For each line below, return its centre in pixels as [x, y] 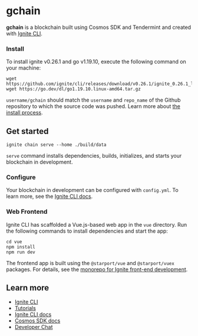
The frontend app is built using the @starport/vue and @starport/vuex [90, 263]
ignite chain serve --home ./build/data [57, 145]
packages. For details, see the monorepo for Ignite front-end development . [97, 269]
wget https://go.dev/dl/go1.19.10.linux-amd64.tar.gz [74, 89]
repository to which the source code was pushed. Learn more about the [93, 106]
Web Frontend [27, 212]
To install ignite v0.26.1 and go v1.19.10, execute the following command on [96, 62]
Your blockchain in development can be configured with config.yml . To [92, 190]
